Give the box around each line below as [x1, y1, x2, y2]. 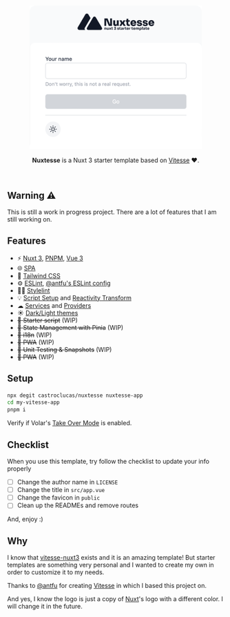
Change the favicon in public [17, 493, 101, 502]
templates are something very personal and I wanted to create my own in [7, 561, 215, 569]
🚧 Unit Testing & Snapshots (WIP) [17, 345, 112, 353]
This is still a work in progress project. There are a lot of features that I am [7, 208, 217, 216]
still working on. [7, 215, 52, 223]
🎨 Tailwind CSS [17, 271, 61, 280]
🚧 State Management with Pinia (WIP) [17, 323, 124, 331]
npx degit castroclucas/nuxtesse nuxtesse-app [7, 392, 143, 399]
